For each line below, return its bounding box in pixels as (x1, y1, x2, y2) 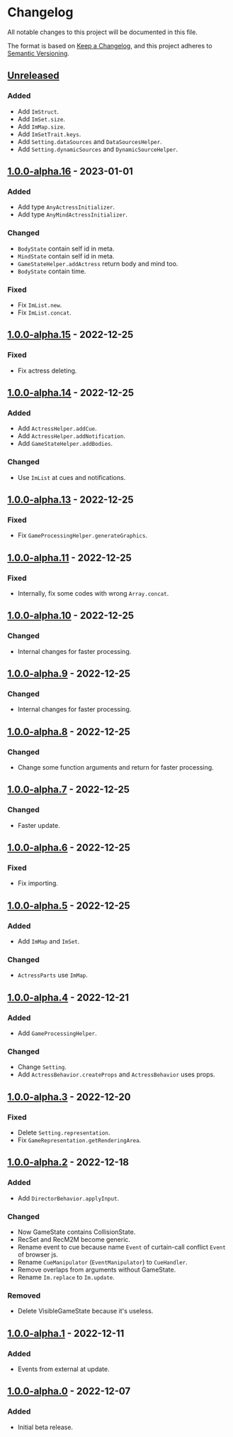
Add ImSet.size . (17, 114, 66, 123)
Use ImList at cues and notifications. (17, 473, 126, 481)
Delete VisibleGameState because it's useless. (17, 1307, 154, 1316)
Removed (7, 1290, 41, 1300)
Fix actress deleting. (17, 366, 77, 375)
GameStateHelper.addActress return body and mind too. (17, 259, 178, 268)
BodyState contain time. (17, 267, 86, 275)
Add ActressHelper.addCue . (17, 424, 97, 433)
